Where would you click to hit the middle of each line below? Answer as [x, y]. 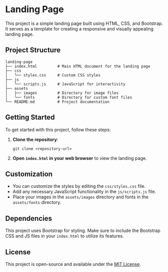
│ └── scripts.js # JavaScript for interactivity [65, 84]
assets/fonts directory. [37, 202]
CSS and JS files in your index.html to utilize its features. [65, 236]
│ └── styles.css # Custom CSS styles [53, 75]
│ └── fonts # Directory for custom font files [69, 97]
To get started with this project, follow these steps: [58, 129]
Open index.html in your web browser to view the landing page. [80, 158]
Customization [29, 174]
